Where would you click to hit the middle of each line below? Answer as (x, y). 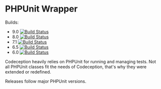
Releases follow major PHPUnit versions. (46, 81)
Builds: (12, 22)
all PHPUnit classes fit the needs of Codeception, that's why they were (76, 67)
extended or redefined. (28, 72)
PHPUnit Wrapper (41, 9)
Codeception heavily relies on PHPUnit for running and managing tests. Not (81, 61)
